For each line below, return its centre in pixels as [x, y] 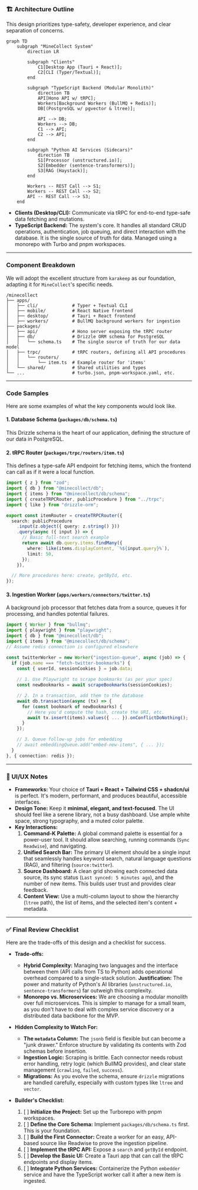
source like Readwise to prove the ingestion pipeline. [104, 1143]
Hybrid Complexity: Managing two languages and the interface [101, 965]
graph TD [17, 41]
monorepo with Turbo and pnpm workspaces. [70, 244]
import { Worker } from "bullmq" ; [49, 625]
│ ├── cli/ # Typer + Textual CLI [67, 305]
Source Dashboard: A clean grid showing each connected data [100, 871]
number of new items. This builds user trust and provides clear [100, 884]
